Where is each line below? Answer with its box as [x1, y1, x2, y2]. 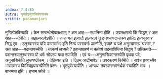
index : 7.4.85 [5, 7, 35, 12]
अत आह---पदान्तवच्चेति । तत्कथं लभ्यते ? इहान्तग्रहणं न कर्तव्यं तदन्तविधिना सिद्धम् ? [5, 46, 137, 52]
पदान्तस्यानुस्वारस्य [5, 52, 34, 58]
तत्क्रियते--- [137, 46, 157, 52]
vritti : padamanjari [5, 16, 48, 21]
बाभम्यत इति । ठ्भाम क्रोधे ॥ [5, 68, 50, 74]
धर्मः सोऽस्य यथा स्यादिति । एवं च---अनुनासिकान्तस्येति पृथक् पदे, [39, 52, 141, 58]
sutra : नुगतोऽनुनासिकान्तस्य [5, 12, 48, 17]
